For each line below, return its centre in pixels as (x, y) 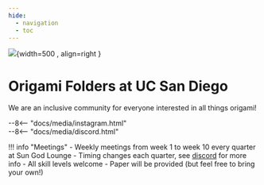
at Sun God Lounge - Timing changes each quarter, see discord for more (128, 156)
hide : (17, 15)
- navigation (37, 23)
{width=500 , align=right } (59, 54)
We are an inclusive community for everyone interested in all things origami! (132, 108)
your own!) (26, 172)
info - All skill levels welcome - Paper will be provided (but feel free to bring (132, 164)
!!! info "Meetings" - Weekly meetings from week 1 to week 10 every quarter (132, 147)
